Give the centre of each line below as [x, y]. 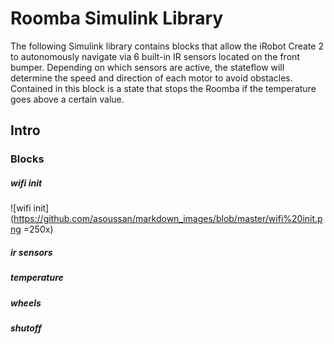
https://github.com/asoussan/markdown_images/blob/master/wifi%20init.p [168, 219]
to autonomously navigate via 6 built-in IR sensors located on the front [155, 56]
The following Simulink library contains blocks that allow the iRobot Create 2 [167, 46]
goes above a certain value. [67, 99]
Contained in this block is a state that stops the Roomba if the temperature [163, 88]
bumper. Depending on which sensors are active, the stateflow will [147, 67]
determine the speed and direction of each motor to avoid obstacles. [151, 78]
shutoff [26, 328]
